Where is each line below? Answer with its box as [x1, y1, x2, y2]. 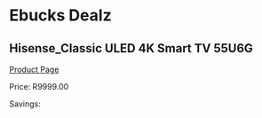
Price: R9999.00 [9, 82, 69, 91]
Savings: [9, 98, 42, 109]
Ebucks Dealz [9, 5, 113, 26]
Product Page [9, 64, 60, 75]
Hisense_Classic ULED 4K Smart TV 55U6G [9, 41, 253, 56]
